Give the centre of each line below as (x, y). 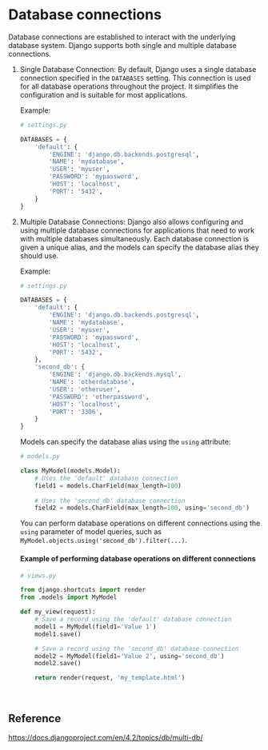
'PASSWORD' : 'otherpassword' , (99, 397)
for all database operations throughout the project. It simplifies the (129, 86)
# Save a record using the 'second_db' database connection (137, 648)
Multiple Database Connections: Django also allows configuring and (132, 221)
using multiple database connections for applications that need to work (137, 230)
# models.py (40, 457)
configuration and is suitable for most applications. (104, 94)
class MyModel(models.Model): (70, 471)
